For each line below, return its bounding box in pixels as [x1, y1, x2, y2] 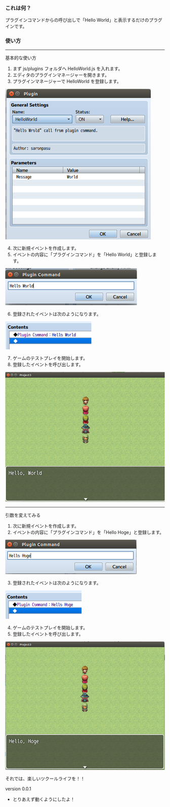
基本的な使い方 [5, 54, 36, 61]
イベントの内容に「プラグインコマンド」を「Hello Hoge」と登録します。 [12, 529, 164, 535]
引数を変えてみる [5, 512, 41, 518]
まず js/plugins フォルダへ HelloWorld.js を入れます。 [12, 65, 123, 72]
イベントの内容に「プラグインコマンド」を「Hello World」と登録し [12, 251, 153, 257]
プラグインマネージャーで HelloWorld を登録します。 [12, 78, 121, 84]
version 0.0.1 [5, 786, 31, 792]
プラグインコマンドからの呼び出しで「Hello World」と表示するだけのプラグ [5, 17, 163, 23]
